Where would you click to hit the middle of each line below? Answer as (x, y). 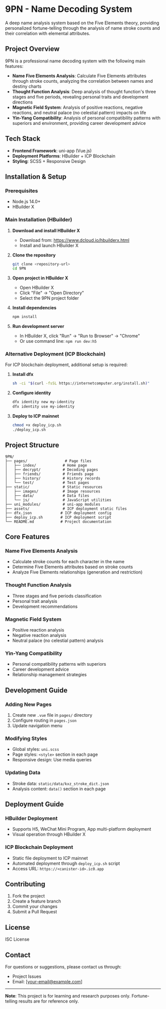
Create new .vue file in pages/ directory (52, 715)
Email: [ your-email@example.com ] (47, 981)
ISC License (17, 939)
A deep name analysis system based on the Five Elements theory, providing (82, 23)
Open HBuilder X (37, 288)
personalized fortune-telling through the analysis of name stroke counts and (83, 28)
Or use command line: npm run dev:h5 (58, 341)
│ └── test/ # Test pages (47, 482)
